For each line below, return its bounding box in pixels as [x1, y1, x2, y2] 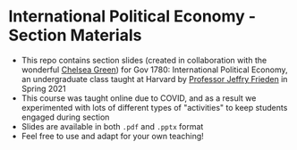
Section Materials [8, 25, 142, 46]
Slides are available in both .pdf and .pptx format [21, 121, 204, 131]
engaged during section [21, 112, 110, 122]
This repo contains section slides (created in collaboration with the [21, 54, 267, 65]
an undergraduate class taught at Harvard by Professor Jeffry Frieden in [21, 73, 288, 84]
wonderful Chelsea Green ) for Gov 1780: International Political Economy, [21, 64, 288, 75]
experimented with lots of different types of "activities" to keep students [21, 102, 288, 112]
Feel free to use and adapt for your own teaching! [21, 130, 205, 141]
